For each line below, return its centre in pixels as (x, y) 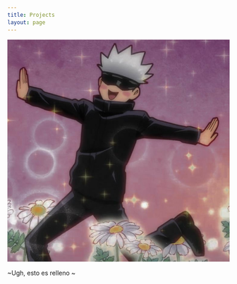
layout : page (26, 22)
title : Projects (31, 15)
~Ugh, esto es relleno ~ (42, 273)
